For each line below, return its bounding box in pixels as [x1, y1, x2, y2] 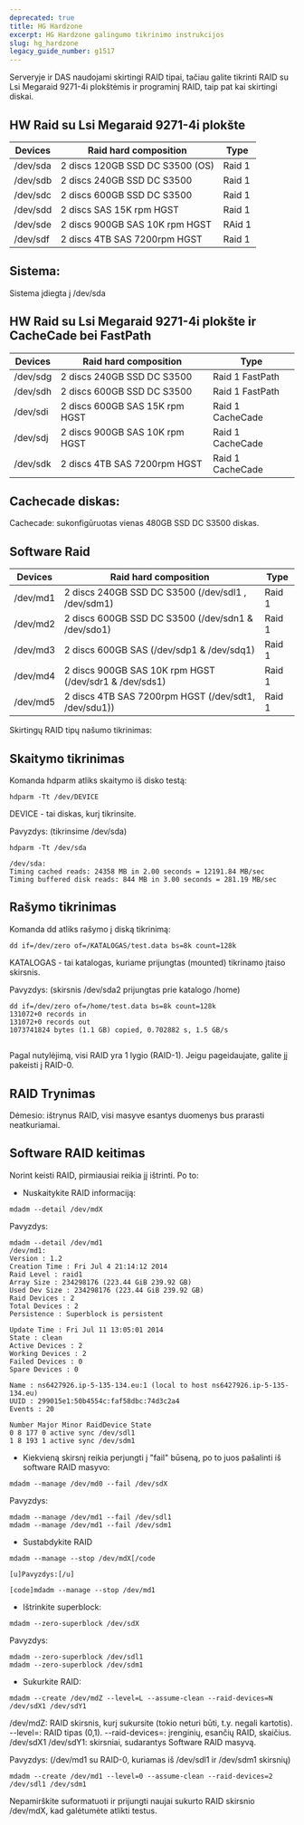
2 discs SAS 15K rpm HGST [60, 203, 179, 215]
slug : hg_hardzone [9, 38, 79, 48]
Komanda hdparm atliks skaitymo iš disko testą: [9, 775, 187, 786]
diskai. [9, 91, 34, 102]
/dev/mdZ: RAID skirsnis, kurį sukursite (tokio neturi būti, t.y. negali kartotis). [9, 1717, 293, 1728]
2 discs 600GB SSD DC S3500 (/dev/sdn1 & [63, 612, 253, 625]
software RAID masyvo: [22, 1461, 110, 1472]
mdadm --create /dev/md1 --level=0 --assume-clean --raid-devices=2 [9, 1772, 273, 1781]
